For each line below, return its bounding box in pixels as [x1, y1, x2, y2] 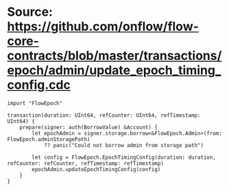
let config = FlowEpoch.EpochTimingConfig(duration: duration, [32, 154, 216, 161]
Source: [7, 4, 53, 20]
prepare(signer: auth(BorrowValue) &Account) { [19, 124, 158, 131]
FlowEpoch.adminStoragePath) [7, 135, 91, 143]
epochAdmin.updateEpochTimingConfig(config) [32, 166, 161, 172]
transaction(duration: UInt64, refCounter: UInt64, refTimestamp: [7, 111, 201, 119]
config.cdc [7, 77, 71, 93]
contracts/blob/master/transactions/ [7, 48, 222, 64]
